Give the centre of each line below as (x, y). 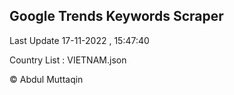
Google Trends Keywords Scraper (116, 16)
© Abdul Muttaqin (46, 79)
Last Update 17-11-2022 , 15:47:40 (79, 40)
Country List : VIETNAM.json (68, 60)
